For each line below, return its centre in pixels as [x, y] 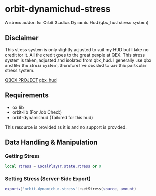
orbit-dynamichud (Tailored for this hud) [52, 117]
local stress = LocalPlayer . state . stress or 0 [53, 166]
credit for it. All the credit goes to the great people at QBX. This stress [75, 55]
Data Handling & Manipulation [51, 142]
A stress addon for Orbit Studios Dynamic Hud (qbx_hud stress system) [77, 22]
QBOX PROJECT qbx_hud [31, 80]
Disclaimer [22, 38]
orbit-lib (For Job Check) [37, 112]
